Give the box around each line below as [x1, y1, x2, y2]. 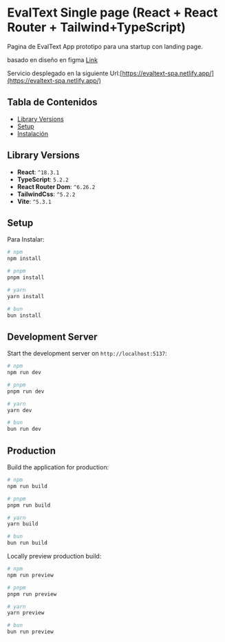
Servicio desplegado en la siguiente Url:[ [7, 69, 122, 77]
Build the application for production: [7, 463, 109, 471]
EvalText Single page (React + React [7, 5, 218, 21]
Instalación [17, 129, 49, 137]
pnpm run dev [7, 388, 45, 395]
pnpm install [7, 274, 45, 281]
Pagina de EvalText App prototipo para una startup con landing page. [7, 42, 203, 50]
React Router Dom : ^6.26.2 [17, 182, 96, 191]
